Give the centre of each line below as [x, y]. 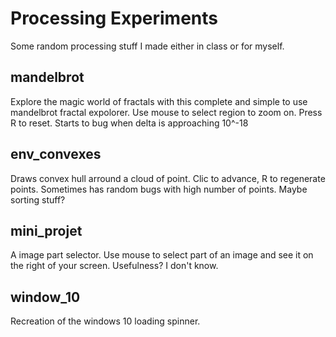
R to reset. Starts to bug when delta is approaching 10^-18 [129, 123]
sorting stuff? [38, 199]
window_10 [45, 297]
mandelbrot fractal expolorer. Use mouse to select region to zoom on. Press [166, 112]
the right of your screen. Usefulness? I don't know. [114, 266]
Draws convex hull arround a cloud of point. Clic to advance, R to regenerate [168, 178]
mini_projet [46, 230]
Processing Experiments [114, 18]
